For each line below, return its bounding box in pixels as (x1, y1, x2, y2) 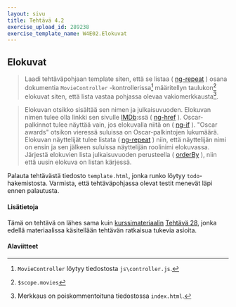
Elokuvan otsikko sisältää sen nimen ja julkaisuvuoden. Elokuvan (24, 106, 211, 114)
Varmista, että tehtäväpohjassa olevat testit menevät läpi (48, 179, 213, 187)
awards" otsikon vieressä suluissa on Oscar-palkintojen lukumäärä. (24, 128, 219, 137)
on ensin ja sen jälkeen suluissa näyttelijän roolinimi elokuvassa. (24, 143, 210, 151)
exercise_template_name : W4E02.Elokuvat (7, 30, 128, 37)
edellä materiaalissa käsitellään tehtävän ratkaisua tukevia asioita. (7, 226, 197, 234)
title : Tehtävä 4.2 (7, 17, 65, 24)
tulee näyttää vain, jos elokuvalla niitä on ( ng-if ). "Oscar (53, 120, 218, 129)
